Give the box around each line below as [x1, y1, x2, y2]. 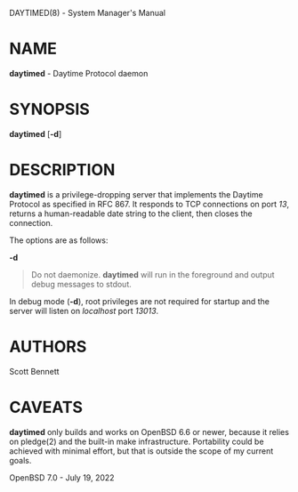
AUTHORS [9, 337, 87, 357]
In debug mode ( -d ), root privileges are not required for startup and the [9, 295, 270, 306]
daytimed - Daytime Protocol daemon [9, 68, 149, 78]
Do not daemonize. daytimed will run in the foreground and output [30, 269, 275, 279]
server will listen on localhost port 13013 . [9, 305, 159, 316]
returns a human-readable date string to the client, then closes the [9, 208, 253, 219]
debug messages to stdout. [30, 278, 132, 289]
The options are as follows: [9, 235, 109, 246]
